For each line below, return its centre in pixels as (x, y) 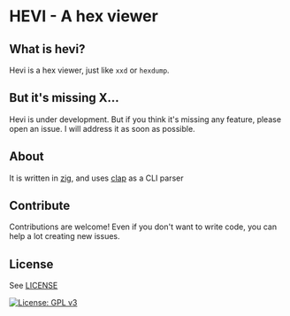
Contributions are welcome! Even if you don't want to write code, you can (143, 227)
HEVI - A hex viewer (84, 16)
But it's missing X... (64, 98)
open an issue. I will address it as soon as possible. (103, 128)
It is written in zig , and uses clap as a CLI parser (96, 178)
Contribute (40, 206)
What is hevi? (47, 49)
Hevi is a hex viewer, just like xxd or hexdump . (89, 70)
